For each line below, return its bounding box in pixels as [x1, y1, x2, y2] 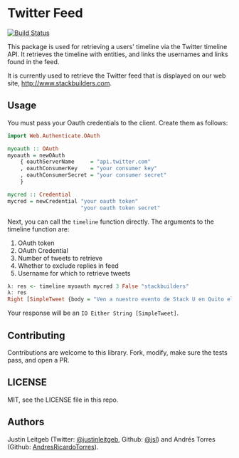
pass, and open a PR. [7, 355, 70, 364]
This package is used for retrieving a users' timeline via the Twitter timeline [7, 42, 228, 51]
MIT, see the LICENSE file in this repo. [7, 395, 119, 404]
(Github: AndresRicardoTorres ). [7, 442, 99, 451]
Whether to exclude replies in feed [17, 261, 119, 270]
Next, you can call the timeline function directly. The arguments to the [7, 217, 215, 226]
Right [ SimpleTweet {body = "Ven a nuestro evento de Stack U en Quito [7, 296, 224, 303]
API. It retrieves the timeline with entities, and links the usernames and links [7, 50, 229, 58]
